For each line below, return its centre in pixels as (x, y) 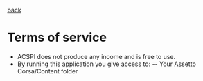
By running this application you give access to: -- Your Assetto (106, 64)
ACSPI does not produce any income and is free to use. (96, 56)
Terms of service (57, 38)
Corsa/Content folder (47, 71)
